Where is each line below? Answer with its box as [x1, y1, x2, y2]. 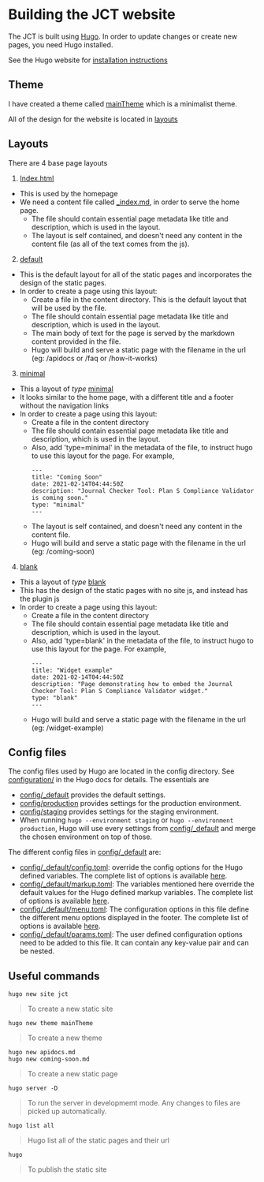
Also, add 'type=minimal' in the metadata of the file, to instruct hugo [31, 442, 254, 452]
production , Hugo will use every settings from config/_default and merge [19, 824, 256, 833]
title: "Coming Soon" [31, 473, 102, 481]
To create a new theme [27, 1033, 102, 1042]
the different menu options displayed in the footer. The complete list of [19, 913, 249, 923]
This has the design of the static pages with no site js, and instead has [19, 585, 248, 595]
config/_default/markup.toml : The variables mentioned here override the [19, 879, 255, 889]
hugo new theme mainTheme [8, 1020, 93, 1027]
